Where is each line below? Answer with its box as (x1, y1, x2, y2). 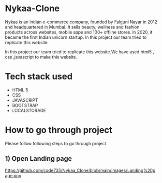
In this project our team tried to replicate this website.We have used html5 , (5, 49, 155, 55)
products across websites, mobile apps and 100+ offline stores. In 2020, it (5, 29, 153, 35)
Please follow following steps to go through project (5, 140, 106, 146)
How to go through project (5, 124, 113, 136)
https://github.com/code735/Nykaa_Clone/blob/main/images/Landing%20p (5, 168, 156, 173)
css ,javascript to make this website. (5, 54, 77, 60)
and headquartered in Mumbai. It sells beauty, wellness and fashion (5, 24, 140, 30)
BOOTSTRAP (12, 102, 38, 108)
